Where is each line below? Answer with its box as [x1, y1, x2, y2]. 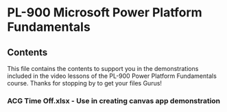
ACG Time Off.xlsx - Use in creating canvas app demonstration [7, 96, 221, 105]
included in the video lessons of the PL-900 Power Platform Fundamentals [7, 72, 217, 80]
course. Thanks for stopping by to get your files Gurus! [7, 79, 163, 87]
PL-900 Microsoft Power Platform [7, 5, 202, 20]
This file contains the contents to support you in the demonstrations [7, 65, 199, 72]
